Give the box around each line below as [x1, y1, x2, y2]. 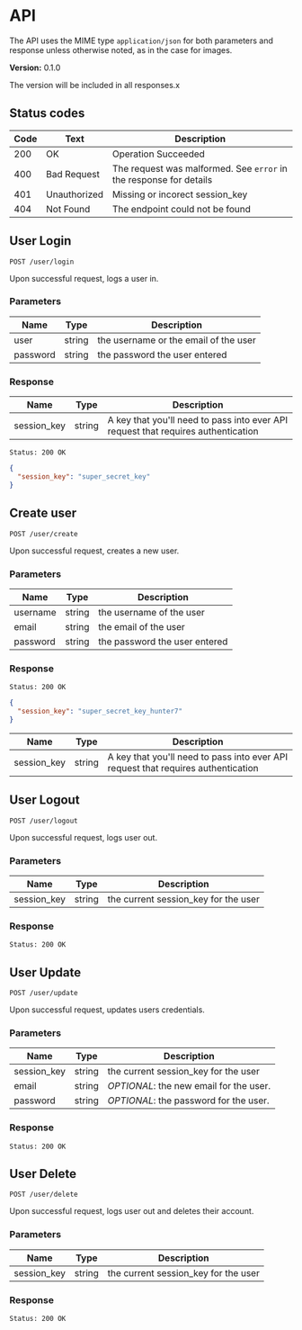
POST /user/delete [9, 1190, 78, 1200]
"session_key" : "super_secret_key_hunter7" [17, 707, 182, 716]
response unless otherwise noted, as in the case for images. [9, 44, 233, 55]
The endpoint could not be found [111, 202, 252, 215]
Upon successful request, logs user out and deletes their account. [9, 1206, 254, 1217]
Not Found [46, 202, 91, 215]
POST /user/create [9, 529, 78, 538]
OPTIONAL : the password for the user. [107, 1094, 270, 1107]
